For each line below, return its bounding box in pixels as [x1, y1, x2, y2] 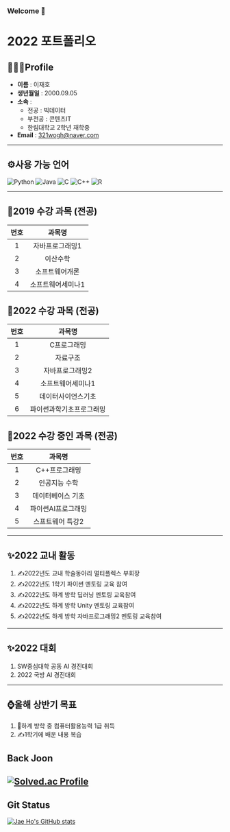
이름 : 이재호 [16, 80, 51, 88]
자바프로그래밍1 [33, 241, 82, 250]
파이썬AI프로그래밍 [29, 504, 88, 514]
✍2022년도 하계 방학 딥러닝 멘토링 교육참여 [16, 590, 136, 599]
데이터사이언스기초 [39, 392, 97, 401]
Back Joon [7, 752, 53, 764]
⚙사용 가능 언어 [7, 159, 70, 171]
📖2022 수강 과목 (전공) [7, 305, 99, 316]
